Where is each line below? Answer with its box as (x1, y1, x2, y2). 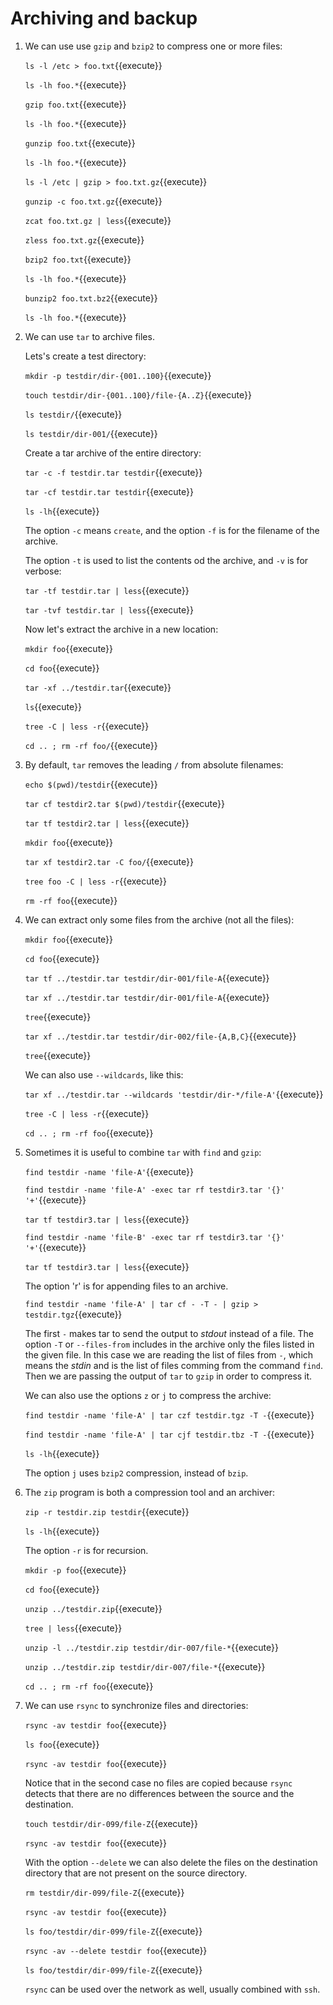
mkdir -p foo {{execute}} (24, 1563, 127, 1576)
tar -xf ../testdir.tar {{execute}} (24, 681, 172, 693)
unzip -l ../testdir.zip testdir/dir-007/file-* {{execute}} (24, 1641, 279, 1653)
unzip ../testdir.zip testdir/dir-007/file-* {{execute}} (24, 1660, 266, 1672)
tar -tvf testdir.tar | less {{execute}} (24, 603, 194, 616)
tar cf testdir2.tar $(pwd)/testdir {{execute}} (24, 797, 225, 809)
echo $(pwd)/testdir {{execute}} (24, 778, 158, 790)
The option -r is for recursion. (24, 1544, 149, 1556)
